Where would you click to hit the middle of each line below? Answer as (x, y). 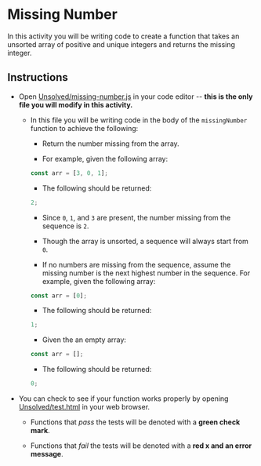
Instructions (38, 77)
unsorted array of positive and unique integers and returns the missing (121, 44)
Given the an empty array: (84, 340)
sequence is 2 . (65, 226)
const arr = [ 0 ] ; (59, 296)
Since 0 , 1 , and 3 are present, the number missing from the (136, 217)
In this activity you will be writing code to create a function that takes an (123, 36)
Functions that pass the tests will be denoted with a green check (135, 422)
